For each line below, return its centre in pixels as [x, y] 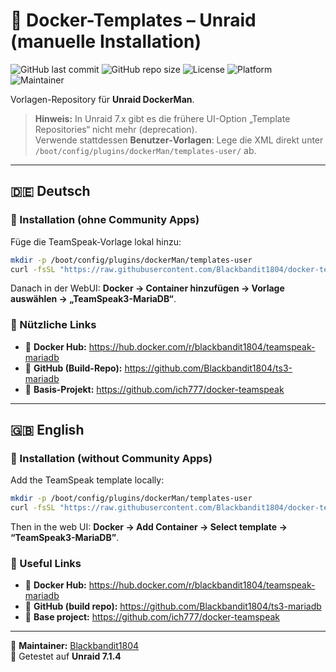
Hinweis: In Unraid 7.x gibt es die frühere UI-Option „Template [162, 118]
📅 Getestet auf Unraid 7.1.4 [66, 656]
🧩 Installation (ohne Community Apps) [105, 220]
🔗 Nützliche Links [53, 325]
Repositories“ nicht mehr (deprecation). [116, 129]
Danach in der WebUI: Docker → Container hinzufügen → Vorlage [147, 288]
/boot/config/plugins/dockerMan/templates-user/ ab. [145, 150]
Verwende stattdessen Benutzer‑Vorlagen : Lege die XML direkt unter [179, 140]
